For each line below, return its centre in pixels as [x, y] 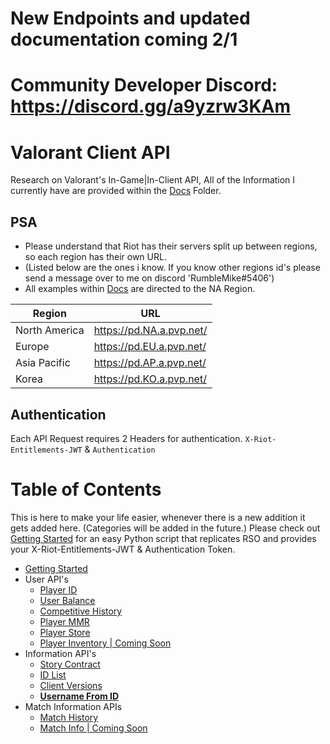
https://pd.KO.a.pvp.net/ [150, 379]
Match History [69, 717]
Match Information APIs [73, 706]
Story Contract [70, 664]
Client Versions [71, 685]
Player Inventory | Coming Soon [105, 643]
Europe [32, 347]
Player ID [58, 589]
